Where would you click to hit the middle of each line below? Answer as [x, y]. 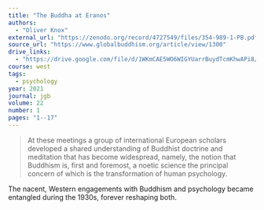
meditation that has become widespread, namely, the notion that [132, 157]
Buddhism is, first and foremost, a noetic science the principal [128, 165]
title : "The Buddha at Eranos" [59, 15]
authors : [22, 23]
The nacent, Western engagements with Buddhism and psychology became [131, 189]
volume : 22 [26, 103]
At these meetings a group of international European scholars [126, 140]
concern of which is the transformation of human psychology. [127, 173]
